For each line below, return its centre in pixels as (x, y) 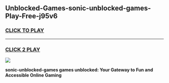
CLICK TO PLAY (25, 31)
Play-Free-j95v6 (31, 16)
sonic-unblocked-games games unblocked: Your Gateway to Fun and (79, 69)
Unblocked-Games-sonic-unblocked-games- (78, 8)
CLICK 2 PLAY (23, 49)
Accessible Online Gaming (33, 75)
